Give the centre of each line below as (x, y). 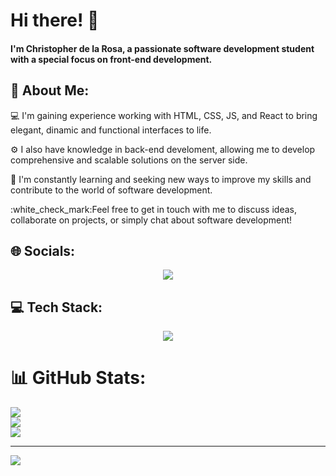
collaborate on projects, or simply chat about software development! (151, 220)
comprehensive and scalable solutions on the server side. (129, 160)
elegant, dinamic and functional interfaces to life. (111, 130)
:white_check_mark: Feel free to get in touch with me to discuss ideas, (153, 209)
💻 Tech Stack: (56, 307)
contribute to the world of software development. (111, 190)
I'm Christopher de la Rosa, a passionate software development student (162, 48)
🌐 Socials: (43, 250)
